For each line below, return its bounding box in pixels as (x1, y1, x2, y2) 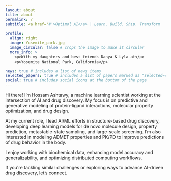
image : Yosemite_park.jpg (10, 40, 65, 46)
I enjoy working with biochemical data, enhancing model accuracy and (5, 149, 153, 155)
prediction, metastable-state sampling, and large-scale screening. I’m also (5, 129, 161, 135)
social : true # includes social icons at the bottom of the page (5, 78, 147, 83)
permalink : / (5, 17, 33, 22)
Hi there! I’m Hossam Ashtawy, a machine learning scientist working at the (5, 92, 161, 98)
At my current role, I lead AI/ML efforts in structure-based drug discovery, (5, 118, 160, 124)
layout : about (5, 7, 36, 13)
